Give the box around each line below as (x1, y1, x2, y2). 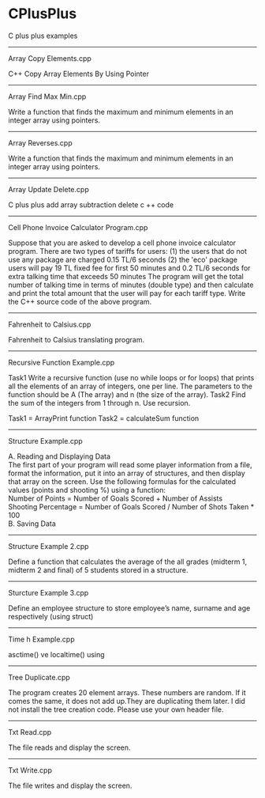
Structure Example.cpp (8, 436, 83, 445)
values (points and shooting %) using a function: (8, 485, 166, 494)
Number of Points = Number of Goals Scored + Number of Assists (8, 494, 223, 503)
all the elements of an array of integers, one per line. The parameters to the (8, 381, 252, 391)
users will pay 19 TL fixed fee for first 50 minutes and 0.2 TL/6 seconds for (8, 263, 251, 273)
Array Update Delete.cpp (8, 184, 89, 194)
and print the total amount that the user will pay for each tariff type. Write (8, 288, 246, 297)
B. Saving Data (8, 519, 57, 528)
